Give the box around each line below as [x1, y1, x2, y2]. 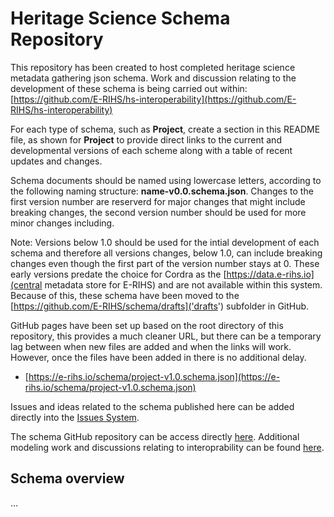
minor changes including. [10, 217, 115, 229]
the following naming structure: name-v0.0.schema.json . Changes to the [10, 185, 314, 197]
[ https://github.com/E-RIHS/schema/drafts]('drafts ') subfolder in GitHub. [10, 300, 310, 312]
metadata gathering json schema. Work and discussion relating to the [10, 72, 297, 84]
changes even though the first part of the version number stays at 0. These [10, 257, 320, 269]
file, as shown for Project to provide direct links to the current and [10, 133, 282, 146]
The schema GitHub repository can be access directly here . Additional [10, 430, 300, 442]
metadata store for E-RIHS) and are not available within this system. [44, 278, 323, 291]
